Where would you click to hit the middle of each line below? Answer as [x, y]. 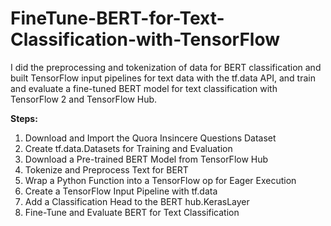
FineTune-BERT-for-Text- [117, 18]
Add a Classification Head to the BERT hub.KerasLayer [137, 201]
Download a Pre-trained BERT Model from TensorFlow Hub [146, 159]
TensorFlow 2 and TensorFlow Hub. [84, 99]
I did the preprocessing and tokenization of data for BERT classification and [166, 67]
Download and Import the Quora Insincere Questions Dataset [150, 138]
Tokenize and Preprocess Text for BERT [106, 169]
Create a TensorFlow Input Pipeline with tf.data [121, 191]
